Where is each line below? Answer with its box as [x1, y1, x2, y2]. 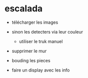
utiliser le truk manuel [19, 38, 63, 44]
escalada [4, 3, 43, 14]
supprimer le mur [11, 48, 47, 54]
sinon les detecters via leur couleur [11, 29, 83, 35]
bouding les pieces [11, 57, 51, 63]
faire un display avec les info [11, 67, 70, 73]
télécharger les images [11, 19, 59, 25]
